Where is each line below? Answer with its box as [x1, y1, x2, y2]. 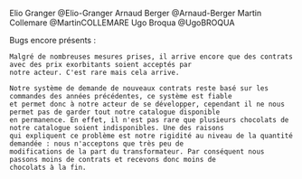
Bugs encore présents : [9, 35, 97, 45]
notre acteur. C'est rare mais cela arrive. [9, 68, 180, 77]
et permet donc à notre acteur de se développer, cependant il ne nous [9, 99, 285, 108]
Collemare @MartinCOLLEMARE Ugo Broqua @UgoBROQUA [9, 17, 235, 28]
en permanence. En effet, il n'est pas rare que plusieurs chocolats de [9, 116, 289, 125]
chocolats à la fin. [9, 163, 88, 172]
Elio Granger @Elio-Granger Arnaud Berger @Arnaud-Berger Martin [9, 8, 262, 18]
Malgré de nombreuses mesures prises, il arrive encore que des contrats [9, 52, 294, 61]
